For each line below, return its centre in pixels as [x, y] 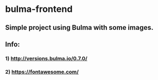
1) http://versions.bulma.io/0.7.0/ [46, 58]
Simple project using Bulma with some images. [79, 28]
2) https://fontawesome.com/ [42, 72]
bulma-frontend [39, 9]
